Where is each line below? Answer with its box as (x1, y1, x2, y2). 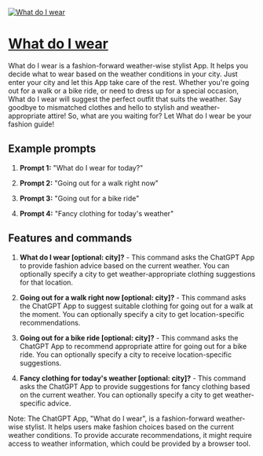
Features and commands (8, 232, 132, 245)
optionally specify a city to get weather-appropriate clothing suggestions (19, 269, 256, 278)
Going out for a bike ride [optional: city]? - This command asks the (19, 333, 239, 342)
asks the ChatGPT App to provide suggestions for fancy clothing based (19, 381, 250, 391)
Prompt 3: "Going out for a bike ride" (19, 193, 140, 203)
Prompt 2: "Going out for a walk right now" (19, 178, 159, 188)
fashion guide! (8, 119, 55, 129)
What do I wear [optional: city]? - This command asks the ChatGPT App (19, 252, 255, 262)
